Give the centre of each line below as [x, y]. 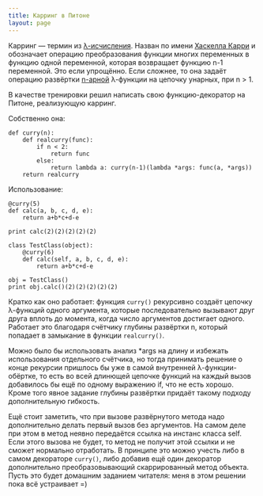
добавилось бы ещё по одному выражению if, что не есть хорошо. [121, 384]
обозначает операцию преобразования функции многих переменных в [129, 54]
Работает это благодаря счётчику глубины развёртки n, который [118, 326]
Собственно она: [37, 118]
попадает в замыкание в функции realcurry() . [86, 335]
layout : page [30, 23]
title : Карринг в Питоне [49, 15]
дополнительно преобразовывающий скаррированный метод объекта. [129, 467]
